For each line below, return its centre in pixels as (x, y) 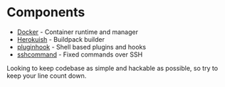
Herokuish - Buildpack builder (61, 39)
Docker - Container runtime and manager (77, 32)
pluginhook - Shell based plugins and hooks (82, 47)
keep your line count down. (47, 76)
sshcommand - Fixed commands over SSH (80, 54)
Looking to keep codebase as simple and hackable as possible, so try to (112, 68)
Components (46, 12)
